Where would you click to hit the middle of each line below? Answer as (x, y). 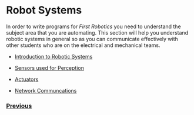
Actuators (26, 79)
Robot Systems (44, 10)
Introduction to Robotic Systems (53, 56)
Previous (19, 106)
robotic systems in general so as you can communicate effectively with (92, 39)
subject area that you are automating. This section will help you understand (97, 32)
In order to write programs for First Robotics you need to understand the (93, 26)
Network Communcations (46, 90)
